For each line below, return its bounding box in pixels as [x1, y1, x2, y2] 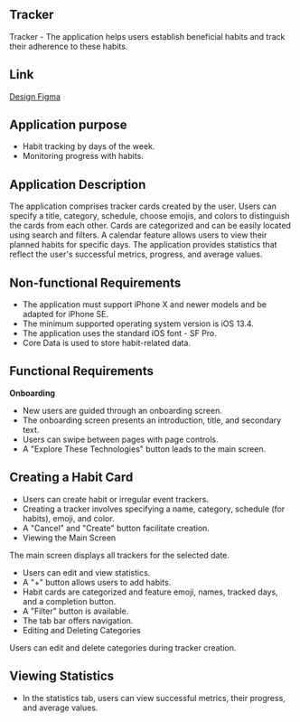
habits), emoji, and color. [22, 512, 115, 523]
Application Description [9, 176, 146, 192]
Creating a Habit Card [9, 470, 134, 485]
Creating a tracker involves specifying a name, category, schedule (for [22, 503, 286, 514]
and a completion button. [22, 595, 117, 606]
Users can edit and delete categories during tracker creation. [9, 642, 237, 653]
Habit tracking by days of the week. [22, 141, 155, 152]
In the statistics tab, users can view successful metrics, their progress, [22, 692, 286, 703]
